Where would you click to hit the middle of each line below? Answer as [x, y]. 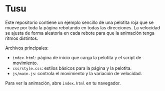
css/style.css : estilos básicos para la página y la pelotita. [72, 68]
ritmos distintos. [22, 38]
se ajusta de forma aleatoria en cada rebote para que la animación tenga [80, 33]
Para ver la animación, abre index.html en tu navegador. [63, 83]
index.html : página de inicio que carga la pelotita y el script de [77, 57]
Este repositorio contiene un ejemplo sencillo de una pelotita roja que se [79, 22]
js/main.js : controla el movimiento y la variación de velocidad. [77, 73]
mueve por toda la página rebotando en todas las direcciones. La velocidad [83, 27]
